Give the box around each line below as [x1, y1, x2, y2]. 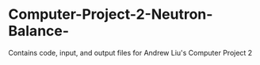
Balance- [8, 22, 70, 40]
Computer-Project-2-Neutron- [8, 5, 213, 23]
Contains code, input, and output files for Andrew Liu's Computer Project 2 [8, 48, 253, 57]
